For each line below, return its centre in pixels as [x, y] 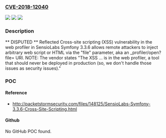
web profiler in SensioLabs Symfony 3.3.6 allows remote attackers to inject [82, 47]
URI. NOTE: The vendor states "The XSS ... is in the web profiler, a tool [87, 57]
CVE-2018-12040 [27, 7]
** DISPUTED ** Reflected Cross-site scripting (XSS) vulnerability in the [79, 42]
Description [20, 31]
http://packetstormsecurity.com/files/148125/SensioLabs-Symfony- [81, 104]
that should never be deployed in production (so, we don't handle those [78, 63]
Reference [16, 93]
